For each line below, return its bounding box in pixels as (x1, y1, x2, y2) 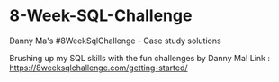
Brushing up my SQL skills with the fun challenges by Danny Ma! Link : (9, 52, 270, 63)
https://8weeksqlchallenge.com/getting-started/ (9, 62, 188, 73)
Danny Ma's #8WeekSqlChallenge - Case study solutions (9, 35, 222, 46)
